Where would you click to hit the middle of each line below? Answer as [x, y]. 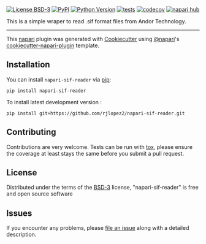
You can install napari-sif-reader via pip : [59, 79]
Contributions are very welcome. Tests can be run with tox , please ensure [100, 147]
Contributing [31, 132]
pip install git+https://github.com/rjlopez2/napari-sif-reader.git [96, 113]
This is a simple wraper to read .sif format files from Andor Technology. [96, 21]
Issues [19, 213]
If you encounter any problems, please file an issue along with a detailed [98, 228]
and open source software [40, 194]
